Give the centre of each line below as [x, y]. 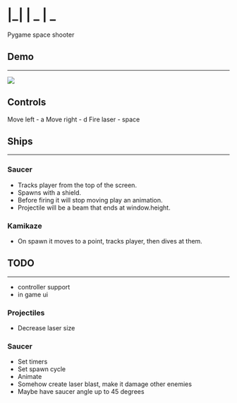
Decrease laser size [46, 328]
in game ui [32, 294]
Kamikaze [25, 226]
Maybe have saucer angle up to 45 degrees [81, 392]
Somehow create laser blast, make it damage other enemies [105, 384]
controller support [44, 287]
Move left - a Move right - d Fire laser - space [74, 119]
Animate [30, 377]
